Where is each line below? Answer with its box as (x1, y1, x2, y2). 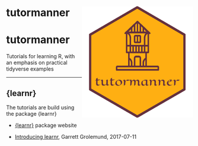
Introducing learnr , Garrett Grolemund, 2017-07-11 (14, 133, 137, 140)
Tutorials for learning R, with (6, 53, 75, 60)
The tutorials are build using (6, 104, 75, 111)
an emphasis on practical (6, 59, 68, 66)
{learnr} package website (14, 122, 77, 129)
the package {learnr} (6, 110, 58, 117)
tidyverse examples (6, 65, 55, 72)
